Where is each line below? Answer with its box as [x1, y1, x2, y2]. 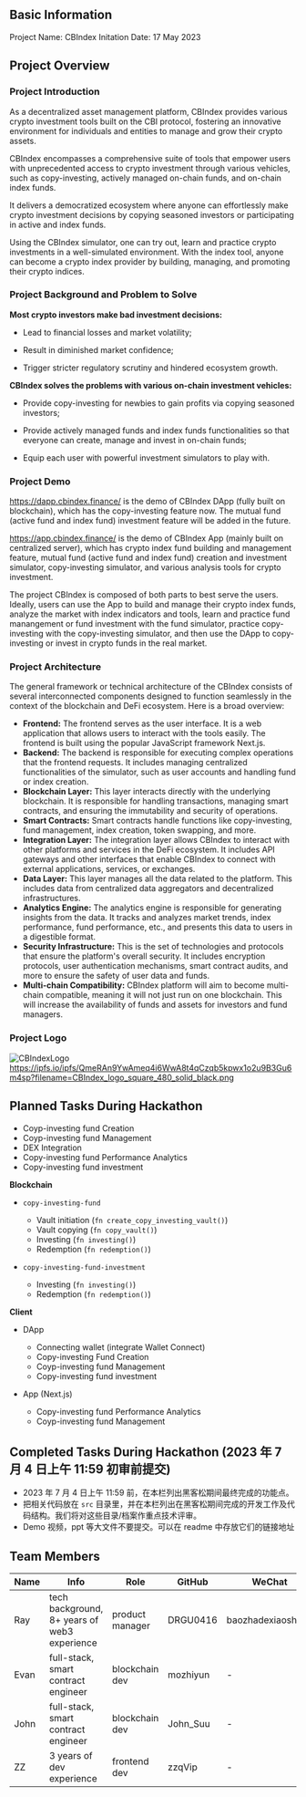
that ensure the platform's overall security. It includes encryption [22, 950, 266, 961]
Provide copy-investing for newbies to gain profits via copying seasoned [22, 397, 295, 409]
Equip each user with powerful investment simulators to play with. [22, 452, 270, 463]
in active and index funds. [9, 219, 107, 230]
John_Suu [168, 1718, 211, 1730]
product [112, 1608, 147, 1621]
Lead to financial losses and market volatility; [22, 327, 193, 338]
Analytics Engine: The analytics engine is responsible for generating [22, 902, 282, 913]
